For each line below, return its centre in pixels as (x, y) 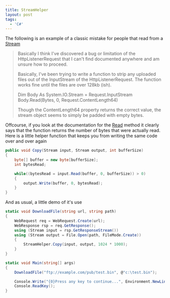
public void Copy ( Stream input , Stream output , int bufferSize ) (74, 151)
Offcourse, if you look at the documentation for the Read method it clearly (82, 125)
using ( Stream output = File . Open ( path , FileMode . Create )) (78, 235)
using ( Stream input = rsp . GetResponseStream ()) (67, 230)
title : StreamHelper (27, 10)
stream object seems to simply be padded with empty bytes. (81, 115)
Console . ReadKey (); (35, 286)
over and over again (26, 141)
